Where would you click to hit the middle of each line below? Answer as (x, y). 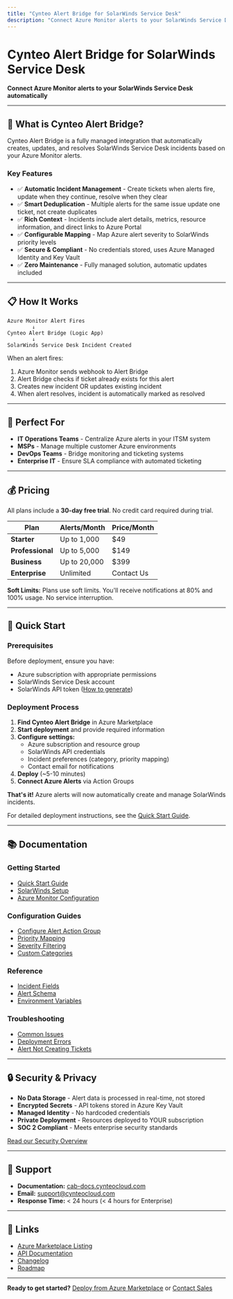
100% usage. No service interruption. (61, 597)
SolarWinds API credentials (66, 751)
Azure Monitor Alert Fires (46, 321)
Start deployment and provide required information (91, 729)
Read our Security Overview (48, 1141)
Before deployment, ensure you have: (61, 661)
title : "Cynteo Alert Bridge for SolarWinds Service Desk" (94, 14)
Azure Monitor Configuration (58, 898)
